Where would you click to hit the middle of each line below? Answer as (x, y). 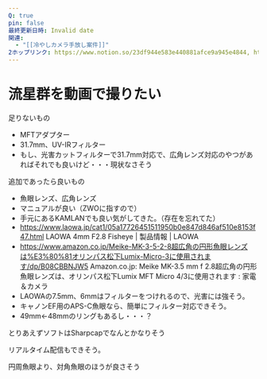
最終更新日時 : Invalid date (51, 30)
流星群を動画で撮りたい (85, 94)
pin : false (26, 23)
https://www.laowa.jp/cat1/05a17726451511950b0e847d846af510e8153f (137, 226)
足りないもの (29, 118)
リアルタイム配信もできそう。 (57, 350)
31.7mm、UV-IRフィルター (63, 145)
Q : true (21, 15)
